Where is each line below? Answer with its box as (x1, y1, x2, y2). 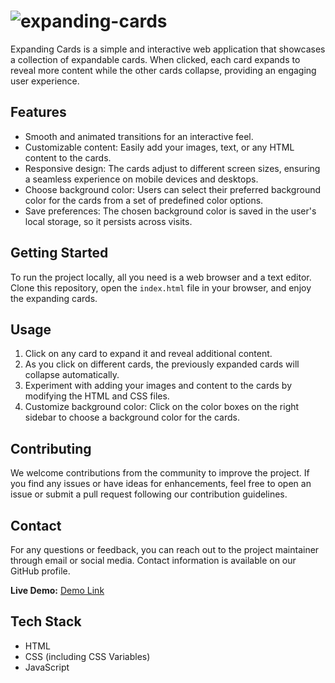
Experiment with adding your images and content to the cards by (24, 380, 293, 392)
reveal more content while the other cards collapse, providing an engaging (10, 64, 317, 76)
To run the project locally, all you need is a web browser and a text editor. (10, 271, 312, 283)
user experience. (10, 75, 80, 87)
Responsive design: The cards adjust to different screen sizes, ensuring (24, 162, 321, 174)
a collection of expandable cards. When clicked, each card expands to (10, 53, 301, 65)
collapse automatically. (24, 369, 120, 381)
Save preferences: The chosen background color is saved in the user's (24, 205, 317, 217)
